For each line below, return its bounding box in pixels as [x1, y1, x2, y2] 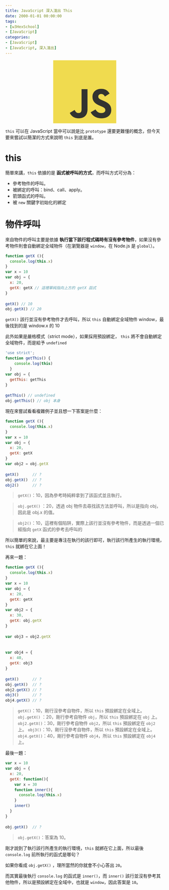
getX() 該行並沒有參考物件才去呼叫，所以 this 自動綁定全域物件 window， [5, 316, 160, 322]
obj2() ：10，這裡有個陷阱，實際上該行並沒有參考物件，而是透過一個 [17, 520, 160, 526]
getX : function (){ [10, 776, 49, 782]
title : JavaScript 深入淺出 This [5, 8, 73, 13]
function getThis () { [5, 356, 51, 361]
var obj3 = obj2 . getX [5, 634, 51, 639]
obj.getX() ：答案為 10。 [17, 834, 69, 840]
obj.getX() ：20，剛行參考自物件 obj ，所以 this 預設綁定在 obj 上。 [17, 714, 160, 720]
